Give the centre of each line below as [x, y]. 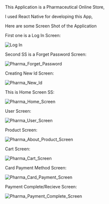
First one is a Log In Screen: [33, 35]
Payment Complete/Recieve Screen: [41, 187]
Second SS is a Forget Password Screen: [46, 54]
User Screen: [18, 111]
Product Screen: [21, 130]
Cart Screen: [18, 149]
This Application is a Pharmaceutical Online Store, [55, 7]
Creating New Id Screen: [30, 73]
